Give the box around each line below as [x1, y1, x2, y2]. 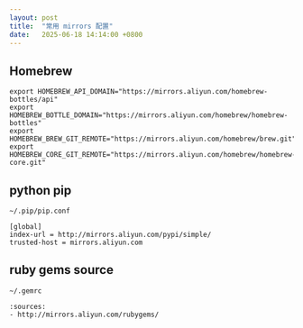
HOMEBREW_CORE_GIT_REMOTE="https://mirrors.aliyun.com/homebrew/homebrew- [9, 150, 297, 159]
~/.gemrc [9, 286, 42, 296]
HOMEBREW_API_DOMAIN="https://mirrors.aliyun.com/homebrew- [37, 87, 269, 96]
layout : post [9, 13, 59, 23]
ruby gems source [9, 262, 115, 278]
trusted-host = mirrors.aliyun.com [9, 238, 143, 247]
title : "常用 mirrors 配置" [9, 22, 114, 31]
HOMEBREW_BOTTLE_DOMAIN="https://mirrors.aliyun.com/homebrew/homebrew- [9, 111, 289, 120]
